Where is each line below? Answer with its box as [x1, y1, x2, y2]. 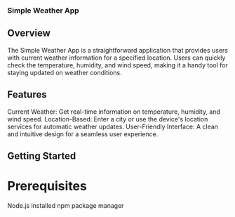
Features [7, 88, 47, 100]
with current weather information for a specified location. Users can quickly [7, 53, 226, 62]
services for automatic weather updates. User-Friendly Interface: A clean [7, 122, 219, 131]
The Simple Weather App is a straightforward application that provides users [7, 46, 228, 54]
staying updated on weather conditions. [7, 68, 123, 77]
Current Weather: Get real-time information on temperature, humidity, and [7, 107, 221, 116]
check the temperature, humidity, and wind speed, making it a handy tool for [7, 60, 228, 69]
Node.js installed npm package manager [7, 201, 124, 209]
